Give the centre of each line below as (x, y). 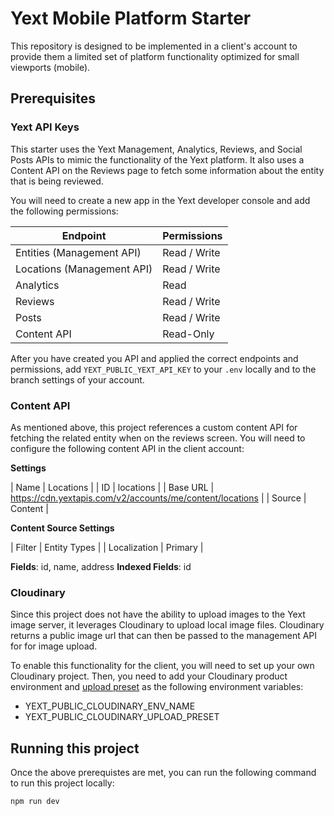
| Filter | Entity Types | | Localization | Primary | (107, 547)
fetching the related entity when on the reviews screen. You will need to (158, 438)
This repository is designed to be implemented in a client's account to (154, 46)
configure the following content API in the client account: (127, 448)
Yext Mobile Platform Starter (131, 18)
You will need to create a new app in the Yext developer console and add (160, 200)
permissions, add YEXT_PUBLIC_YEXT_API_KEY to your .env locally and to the (163, 369)
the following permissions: (64, 211)
